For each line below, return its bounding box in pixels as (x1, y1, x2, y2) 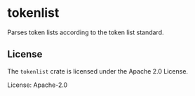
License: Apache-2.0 (7, 81, 68, 89)
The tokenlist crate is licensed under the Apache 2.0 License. (7, 67, 188, 75)
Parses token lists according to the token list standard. (7, 28, 164, 36)
